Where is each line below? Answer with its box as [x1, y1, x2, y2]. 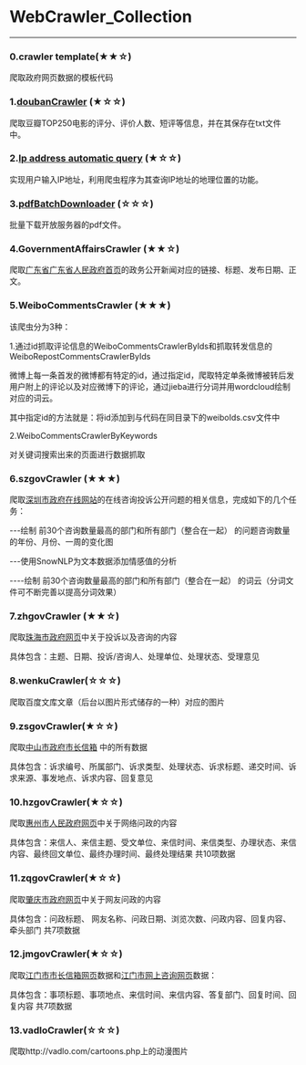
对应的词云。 [9, 392, 57, 403]
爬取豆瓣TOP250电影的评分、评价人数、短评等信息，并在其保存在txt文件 [9, 117, 282, 129]
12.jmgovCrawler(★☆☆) [9, 947, 123, 960]
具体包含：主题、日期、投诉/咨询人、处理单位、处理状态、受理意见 [9, 651, 260, 663]
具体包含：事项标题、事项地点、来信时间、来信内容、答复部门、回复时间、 [9, 988, 289, 1000]
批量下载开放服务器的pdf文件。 [9, 219, 127, 230]
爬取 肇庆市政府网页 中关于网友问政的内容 [9, 893, 161, 904]
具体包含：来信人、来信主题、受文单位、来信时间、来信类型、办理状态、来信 [9, 837, 297, 848]
